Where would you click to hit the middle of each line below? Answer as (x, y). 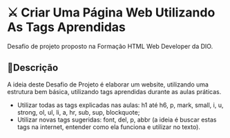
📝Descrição (33, 68)
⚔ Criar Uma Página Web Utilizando (111, 13)
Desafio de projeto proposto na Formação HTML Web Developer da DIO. (110, 46)
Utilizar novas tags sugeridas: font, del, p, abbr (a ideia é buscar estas (117, 119)
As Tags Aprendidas (67, 27)
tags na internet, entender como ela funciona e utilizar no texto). (108, 127)
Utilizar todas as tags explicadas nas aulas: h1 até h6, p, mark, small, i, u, (120, 105)
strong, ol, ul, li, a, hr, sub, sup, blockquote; (78, 112)
